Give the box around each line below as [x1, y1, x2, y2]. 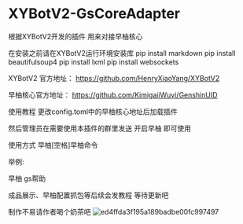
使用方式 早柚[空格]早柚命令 [8, 140, 98, 149]
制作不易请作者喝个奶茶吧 [8, 207, 91, 216]
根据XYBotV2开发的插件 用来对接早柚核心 [8, 31, 143, 41]
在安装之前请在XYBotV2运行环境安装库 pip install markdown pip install [8, 48, 236, 57]
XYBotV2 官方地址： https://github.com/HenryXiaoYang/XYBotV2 [8, 73, 220, 83]
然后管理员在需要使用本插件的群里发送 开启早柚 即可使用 [8, 123, 191, 133]
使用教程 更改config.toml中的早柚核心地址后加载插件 [8, 107, 179, 116]
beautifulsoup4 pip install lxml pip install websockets [8, 57, 179, 67]
